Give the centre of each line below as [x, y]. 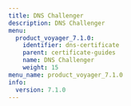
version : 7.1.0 [41, 90]
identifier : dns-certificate [71, 45]
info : [17, 82]
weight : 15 [41, 68]
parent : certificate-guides [69, 53]
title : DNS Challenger [46, 16]
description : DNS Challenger [57, 23]
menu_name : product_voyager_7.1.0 [66, 75]
